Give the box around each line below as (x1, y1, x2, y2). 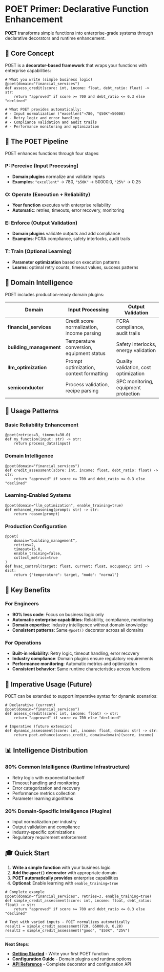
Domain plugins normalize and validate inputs (12, 174, 105, 179)
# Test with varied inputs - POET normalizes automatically (5, 919, 130, 925)
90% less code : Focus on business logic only (12, 611, 104, 617)
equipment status (65, 350, 106, 356)
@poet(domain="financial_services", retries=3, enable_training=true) (5, 894, 152, 899)
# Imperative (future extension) (5, 724, 73, 729)
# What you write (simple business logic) (5, 77, 93, 82)
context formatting (65, 370, 108, 377)
